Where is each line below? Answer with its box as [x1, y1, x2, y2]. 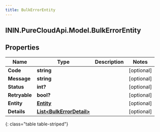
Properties [5, 43, 40, 52]
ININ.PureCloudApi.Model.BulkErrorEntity [5, 26, 141, 35]
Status [8, 83, 24, 90]
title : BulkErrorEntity [5, 7, 56, 13]
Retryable [8, 92, 32, 99]
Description [94, 58, 124, 65]
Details [8, 108, 25, 115]
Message [8, 75, 31, 82]
